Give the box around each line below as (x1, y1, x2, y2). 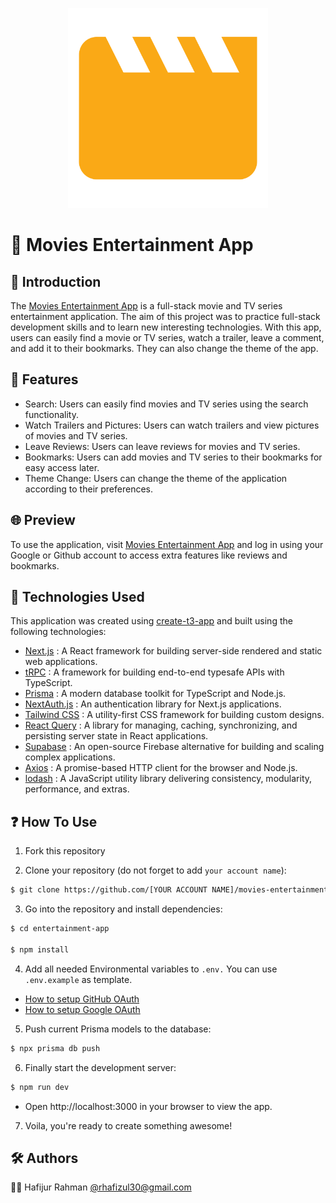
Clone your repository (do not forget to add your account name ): (24, 864, 287, 877)
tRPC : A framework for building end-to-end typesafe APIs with (24, 666, 285, 678)
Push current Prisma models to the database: (24, 1023, 212, 1035)
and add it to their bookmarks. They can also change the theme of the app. (10, 343, 319, 354)
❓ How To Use (10, 813, 98, 830)
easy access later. (24, 461, 100, 473)
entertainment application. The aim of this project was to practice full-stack (10, 311, 321, 322)
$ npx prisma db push (10, 1043, 101, 1053)
